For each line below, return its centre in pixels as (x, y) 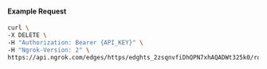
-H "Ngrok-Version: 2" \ (49, 50)
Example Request (37, 11)
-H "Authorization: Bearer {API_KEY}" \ (76, 42)
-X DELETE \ (27, 36)
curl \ (18, 28)
